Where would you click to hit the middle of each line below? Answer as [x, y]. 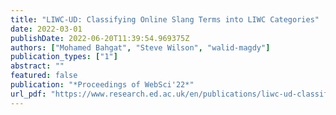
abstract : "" [37, 66]
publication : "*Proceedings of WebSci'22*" [102, 85]
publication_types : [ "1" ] [64, 57]
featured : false [44, 76]
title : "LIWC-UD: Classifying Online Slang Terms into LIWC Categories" [165, 19]
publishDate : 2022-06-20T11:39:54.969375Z [100, 38]
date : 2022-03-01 [46, 29]
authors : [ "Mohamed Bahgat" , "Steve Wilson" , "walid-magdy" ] [140, 47]
